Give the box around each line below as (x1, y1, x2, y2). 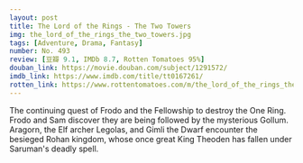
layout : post (9, 13, 59, 23)
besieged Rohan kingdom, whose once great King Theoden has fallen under (9, 133, 292, 144)
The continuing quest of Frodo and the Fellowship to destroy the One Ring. (9, 104, 287, 115)
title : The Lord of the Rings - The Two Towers (9, 22, 192, 31)
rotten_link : (9, 80, 59, 89)
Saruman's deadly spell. (9, 143, 99, 154)
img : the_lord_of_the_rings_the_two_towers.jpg (9, 30, 192, 39)
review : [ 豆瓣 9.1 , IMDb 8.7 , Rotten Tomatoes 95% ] (9, 55, 206, 64)
